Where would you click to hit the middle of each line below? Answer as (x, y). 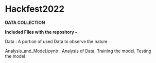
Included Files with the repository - (41, 32)
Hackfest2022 (35, 9)
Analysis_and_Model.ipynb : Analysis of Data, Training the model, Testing (78, 51)
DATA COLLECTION (25, 22)
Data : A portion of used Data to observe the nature (56, 41)
